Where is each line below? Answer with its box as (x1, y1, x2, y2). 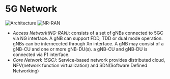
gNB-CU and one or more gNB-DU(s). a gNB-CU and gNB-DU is (12, 46, 148, 52)
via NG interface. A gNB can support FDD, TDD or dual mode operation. (12, 35, 163, 41)
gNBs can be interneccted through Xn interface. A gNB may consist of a (12, 40, 164, 46)
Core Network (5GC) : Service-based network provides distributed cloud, (12, 57, 165, 63)
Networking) (12, 67, 39, 74)
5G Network (5, 3, 58, 15)
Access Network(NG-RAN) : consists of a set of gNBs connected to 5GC (12, 30, 164, 36)
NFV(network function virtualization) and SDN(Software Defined (12, 62, 148, 68)
